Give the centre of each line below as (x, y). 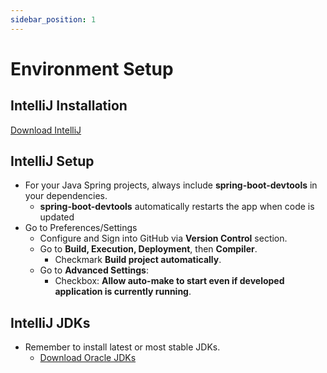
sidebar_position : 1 (53, 19)
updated (57, 217)
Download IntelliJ (46, 130)
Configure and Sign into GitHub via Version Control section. (163, 238)
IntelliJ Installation (69, 106)
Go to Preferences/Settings (81, 228)
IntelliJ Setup (52, 161)
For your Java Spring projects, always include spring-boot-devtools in (171, 185)
